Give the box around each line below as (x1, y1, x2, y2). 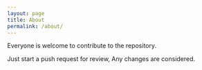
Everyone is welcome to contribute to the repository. (7, 42, 157, 50)
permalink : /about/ (7, 23, 64, 30)
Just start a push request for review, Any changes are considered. (7, 55, 196, 63)
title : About (7, 16, 45, 23)
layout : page (7, 10, 45, 17)
